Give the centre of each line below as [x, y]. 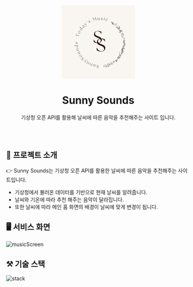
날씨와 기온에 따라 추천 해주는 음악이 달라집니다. [69, 200]
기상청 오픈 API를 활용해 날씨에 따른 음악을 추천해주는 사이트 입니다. [98, 117]
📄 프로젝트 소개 [32, 155]
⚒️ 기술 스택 [26, 264]
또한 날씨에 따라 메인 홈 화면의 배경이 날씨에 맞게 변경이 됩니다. [86, 207]
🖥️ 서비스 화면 [28, 227]
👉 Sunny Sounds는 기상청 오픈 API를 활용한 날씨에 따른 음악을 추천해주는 [92, 170]
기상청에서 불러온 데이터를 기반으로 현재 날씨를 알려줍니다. [81, 192]
